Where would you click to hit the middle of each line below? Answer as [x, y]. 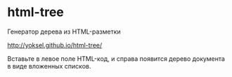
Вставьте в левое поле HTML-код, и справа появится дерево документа [116, 58]
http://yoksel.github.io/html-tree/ [55, 45]
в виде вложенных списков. [49, 66]
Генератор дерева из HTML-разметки [64, 31]
